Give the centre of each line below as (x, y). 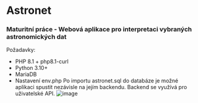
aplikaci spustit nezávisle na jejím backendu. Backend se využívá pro (101, 87)
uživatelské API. (35, 93)
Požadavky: (21, 50)
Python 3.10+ (31, 68)
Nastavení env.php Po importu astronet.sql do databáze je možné (97, 81)
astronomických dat (36, 37)
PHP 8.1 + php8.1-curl (41, 61)
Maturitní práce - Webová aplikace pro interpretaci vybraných (99, 30)
